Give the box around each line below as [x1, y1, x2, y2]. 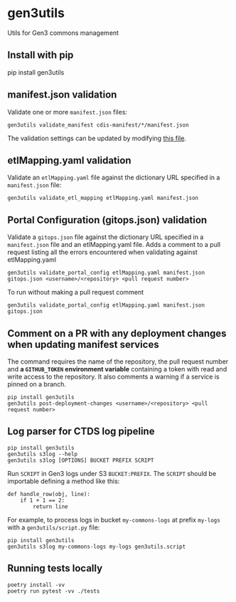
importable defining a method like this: [7, 477, 120, 485]
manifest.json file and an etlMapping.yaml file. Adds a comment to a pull [7, 241, 221, 249]
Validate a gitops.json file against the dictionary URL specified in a [7, 233, 204, 241]
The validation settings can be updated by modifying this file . [7, 134, 187, 142]
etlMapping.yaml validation [7, 154, 132, 167]
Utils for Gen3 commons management [7, 28, 119, 37]
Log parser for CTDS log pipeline [7, 426, 155, 438]
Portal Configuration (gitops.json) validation [7, 213, 208, 226]
